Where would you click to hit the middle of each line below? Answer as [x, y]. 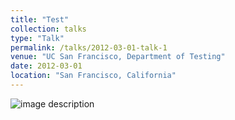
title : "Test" [40, 19]
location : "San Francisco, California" [93, 76]
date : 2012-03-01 [46, 66]
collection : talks [48, 29]
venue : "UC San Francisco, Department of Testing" [118, 57]
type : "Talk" [37, 38]
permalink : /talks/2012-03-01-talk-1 [89, 47]
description [71, 103]
